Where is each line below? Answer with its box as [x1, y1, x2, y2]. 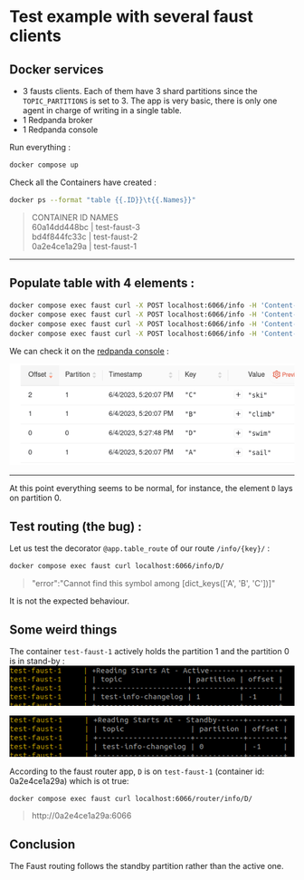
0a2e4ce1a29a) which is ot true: [9, 775, 129, 786]
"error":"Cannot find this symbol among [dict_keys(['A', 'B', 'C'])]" [31, 578, 276, 589]
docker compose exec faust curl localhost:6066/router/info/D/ [9, 794, 253, 803]
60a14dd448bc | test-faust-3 [31, 221, 140, 232]
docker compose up [9, 160, 79, 169]
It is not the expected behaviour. [9, 595, 129, 606]
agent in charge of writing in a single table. [22, 105, 183, 115]
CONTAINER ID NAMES [31, 211, 119, 223]
